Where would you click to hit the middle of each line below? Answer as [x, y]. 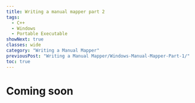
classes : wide [24, 45]
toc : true [18, 61]
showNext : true [25, 39]
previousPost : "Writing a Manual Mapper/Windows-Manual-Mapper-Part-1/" [98, 56]
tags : [13, 17]
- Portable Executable [40, 34]
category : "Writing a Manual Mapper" [53, 51]
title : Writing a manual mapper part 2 [56, 12]
